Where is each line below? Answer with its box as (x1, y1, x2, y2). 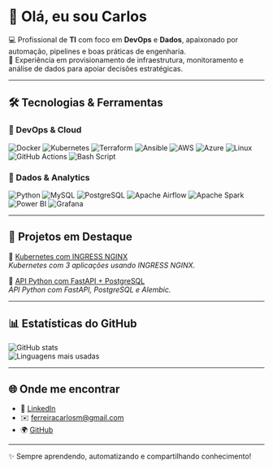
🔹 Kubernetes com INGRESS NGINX (8, 251, 128, 261)
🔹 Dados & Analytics (8, 172, 91, 183)
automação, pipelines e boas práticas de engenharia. (8, 46, 187, 56)
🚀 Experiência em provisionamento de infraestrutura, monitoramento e (8, 54, 244, 64)
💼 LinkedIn (19, 404, 56, 414)
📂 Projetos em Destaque (8, 230, 132, 244)
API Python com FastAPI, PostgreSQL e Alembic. (8, 284, 171, 294)
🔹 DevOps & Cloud (8, 124, 82, 136)
